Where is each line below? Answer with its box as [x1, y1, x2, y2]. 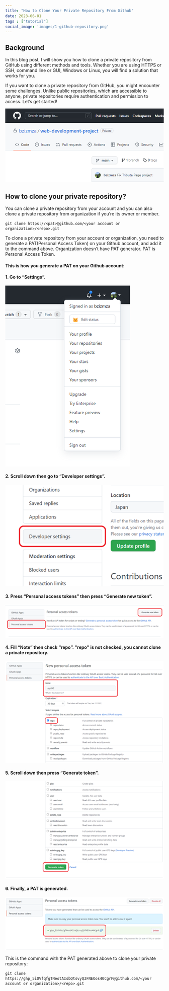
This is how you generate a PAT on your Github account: [5, 262, 125, 269]
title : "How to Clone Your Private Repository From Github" [5, 8, 134, 13]
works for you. [5, 73, 35, 79]
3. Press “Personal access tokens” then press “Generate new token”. [5, 593, 152, 599]
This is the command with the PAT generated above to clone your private [5, 955, 156, 961]
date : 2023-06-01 [5, 13, 42, 19]
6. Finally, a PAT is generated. [5, 886, 68, 892]
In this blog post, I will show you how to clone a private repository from [5, 57, 152, 63]
